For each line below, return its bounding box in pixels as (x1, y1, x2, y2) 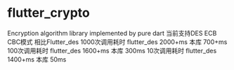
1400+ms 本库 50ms (7, 55, 67, 64)
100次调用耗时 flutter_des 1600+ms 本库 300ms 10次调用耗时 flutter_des (7, 46, 217, 55)
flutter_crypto (7, 5, 90, 21)
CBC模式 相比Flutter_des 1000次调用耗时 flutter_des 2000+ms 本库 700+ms (7, 37, 228, 46)
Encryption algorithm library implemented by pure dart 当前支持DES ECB (7, 29, 217, 37)
